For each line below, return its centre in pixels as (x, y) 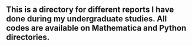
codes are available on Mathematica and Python (96, 28)
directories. (28, 37)
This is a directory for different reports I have (90, 10)
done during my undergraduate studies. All (87, 19)
